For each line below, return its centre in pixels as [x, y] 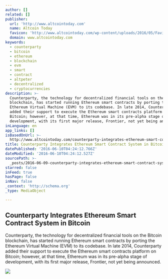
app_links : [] [20, 130]
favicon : [19, 33]
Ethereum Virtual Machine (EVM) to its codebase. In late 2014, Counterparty [83, 246]
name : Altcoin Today [31, 28]
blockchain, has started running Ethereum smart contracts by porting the [80, 241]
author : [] [16, 10]
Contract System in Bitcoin [48, 223]
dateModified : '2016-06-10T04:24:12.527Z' [50, 154]
